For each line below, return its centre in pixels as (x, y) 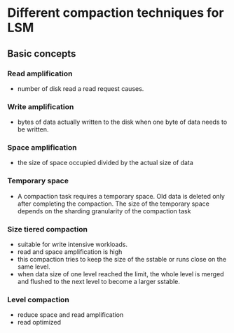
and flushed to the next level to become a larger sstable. (99, 282)
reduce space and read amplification (70, 315)
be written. (33, 129)
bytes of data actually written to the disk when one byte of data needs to (122, 122)
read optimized (39, 323)
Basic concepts (42, 54)
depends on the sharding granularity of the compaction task (104, 211)
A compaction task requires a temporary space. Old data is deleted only (121, 196)
